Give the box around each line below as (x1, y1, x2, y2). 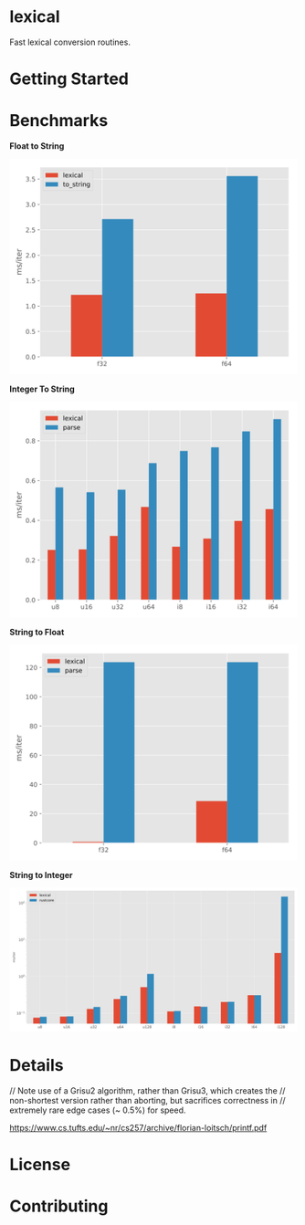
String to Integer (9, 870, 73, 881)
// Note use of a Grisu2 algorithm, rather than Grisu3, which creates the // (9, 1085, 286, 1096)
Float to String (9, 141, 65, 152)
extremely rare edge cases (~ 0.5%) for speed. (9, 1105, 186, 1115)
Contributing (9, 1196, 109, 1217)
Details (9, 1055, 64, 1076)
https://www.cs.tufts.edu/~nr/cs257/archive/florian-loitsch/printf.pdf (9, 1123, 268, 1133)
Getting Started (9, 68, 130, 89)
